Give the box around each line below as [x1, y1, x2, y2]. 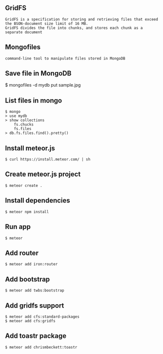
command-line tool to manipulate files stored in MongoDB [5, 56, 125, 61]
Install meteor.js [5, 144, 55, 152]
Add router [5, 249, 39, 257]
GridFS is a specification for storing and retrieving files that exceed [5, 17, 159, 22]
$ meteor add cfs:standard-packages [5, 314, 80, 319]
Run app [5, 222, 31, 231]
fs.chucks [14, 122, 34, 127]
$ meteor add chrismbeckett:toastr [5, 345, 78, 350]
